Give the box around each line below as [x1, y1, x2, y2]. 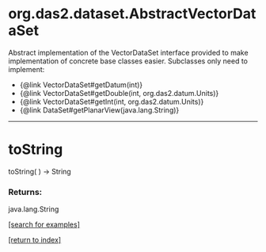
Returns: [8, 186, 43, 197]
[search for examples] [8, 220, 81, 230]
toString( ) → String [8, 166, 71, 176]
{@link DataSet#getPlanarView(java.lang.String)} [19, 105, 180, 115]
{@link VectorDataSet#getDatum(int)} [19, 80, 143, 90]
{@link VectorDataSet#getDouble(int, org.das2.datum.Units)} [19, 88, 219, 97]
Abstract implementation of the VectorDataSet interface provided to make [8, 48, 249, 57]
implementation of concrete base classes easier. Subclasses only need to [8, 56, 248, 66]
